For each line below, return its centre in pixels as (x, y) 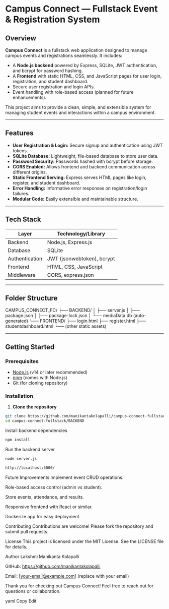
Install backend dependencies (36, 431)
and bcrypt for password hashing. (48, 71)
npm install (18, 440)
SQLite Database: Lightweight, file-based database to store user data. (86, 156)
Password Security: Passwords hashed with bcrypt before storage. (83, 161)
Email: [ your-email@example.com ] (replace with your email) (67, 576)
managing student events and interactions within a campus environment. (80, 112)
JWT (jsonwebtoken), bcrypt (81, 259)
